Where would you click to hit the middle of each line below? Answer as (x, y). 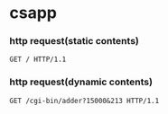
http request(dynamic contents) (81, 82)
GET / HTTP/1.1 (38, 60)
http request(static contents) (75, 41)
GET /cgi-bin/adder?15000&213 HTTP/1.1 (84, 101)
